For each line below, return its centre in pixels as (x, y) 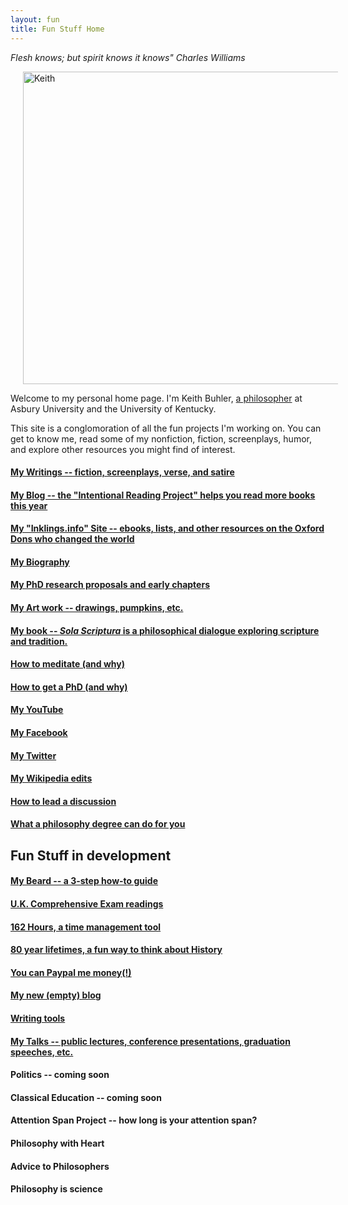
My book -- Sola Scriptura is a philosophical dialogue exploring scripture (165, 630)
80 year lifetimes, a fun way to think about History (116, 950)
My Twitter (33, 755)
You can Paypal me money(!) (71, 972)
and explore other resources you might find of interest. (123, 449)
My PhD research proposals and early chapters (110, 585)
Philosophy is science (56, 1189)
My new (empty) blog (56, 995)
